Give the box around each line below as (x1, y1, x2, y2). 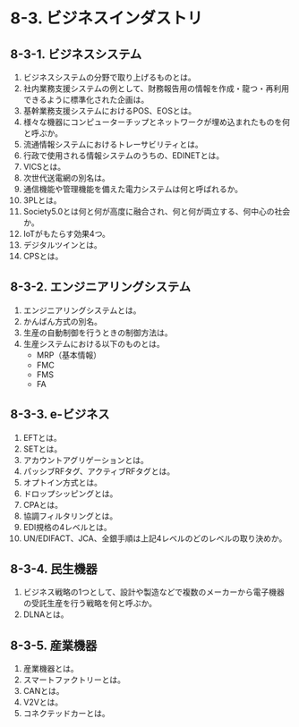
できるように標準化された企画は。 (22, 95, 149, 105)
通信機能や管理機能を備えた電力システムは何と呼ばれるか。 (22, 184, 243, 194)
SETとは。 (22, 444, 63, 454)
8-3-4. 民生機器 (10, 562, 98, 577)
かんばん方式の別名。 (22, 316, 102, 326)
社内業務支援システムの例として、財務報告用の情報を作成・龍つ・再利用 (22, 83, 290, 94)
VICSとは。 (22, 162, 66, 172)
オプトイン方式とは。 (22, 477, 102, 487)
